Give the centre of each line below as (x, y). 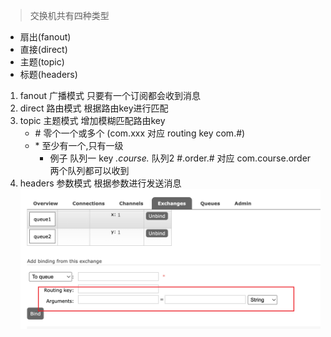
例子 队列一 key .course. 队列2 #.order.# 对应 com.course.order (180, 158)
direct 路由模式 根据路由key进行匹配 (94, 108)
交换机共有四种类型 (69, 15)
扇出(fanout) (45, 37)
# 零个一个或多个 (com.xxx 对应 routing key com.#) (140, 133)
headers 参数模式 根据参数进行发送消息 (100, 183)
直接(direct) (43, 49)
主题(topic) (42, 62)
